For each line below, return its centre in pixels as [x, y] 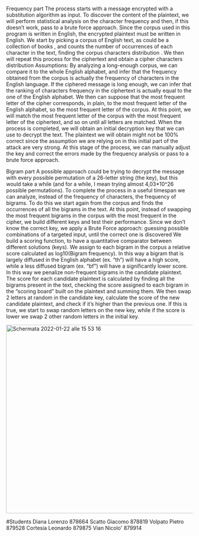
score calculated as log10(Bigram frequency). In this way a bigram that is [95, 253]
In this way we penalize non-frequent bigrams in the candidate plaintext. [94, 272]
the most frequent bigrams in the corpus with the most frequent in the [91, 215]
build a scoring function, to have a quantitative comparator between [89, 241]
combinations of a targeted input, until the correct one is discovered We [94, 234]
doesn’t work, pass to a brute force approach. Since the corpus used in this [98, 27]
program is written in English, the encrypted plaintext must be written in [93, 34]
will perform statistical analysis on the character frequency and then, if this [97, 21]
